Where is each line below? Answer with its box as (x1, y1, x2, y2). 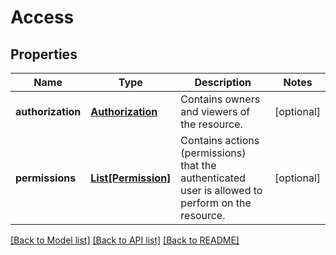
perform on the (180, 196, 252, 210)
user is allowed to (180, 184, 263, 197)
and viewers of (180, 105, 251, 118)
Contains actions (180, 134, 260, 147)
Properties (10, 46, 78, 63)
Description (194, 76, 252, 89)
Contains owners (180, 92, 261, 106)
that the (180, 159, 217, 172)
